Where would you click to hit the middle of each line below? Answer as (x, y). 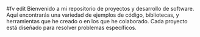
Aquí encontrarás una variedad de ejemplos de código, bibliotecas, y (93, 15)
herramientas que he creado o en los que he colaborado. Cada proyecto (97, 21)
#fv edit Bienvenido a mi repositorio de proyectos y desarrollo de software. (100, 9)
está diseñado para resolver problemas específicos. (72, 27)
